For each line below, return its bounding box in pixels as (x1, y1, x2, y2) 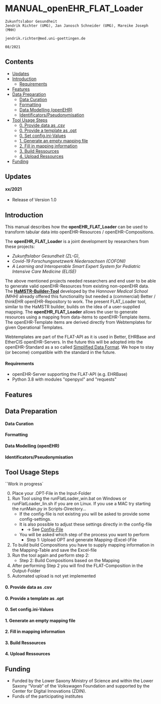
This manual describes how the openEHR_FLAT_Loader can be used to (5, 224, 148, 230)
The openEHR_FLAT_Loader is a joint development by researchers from (5, 239, 149, 245)
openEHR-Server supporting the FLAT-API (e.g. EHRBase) (12, 371, 128, 377)
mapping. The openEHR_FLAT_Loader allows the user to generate (5, 309, 138, 315)
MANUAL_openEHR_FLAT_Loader (5, 3, 144, 14)
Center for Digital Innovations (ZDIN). (12, 688, 86, 694)
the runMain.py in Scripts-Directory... (12, 506, 86, 512)
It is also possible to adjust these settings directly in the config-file (19, 521, 152, 528)
